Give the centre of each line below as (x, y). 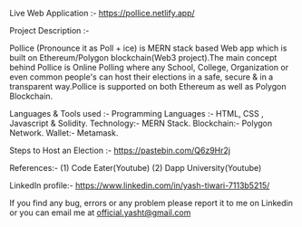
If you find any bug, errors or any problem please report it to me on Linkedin (151, 203)
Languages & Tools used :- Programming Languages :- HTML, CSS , (137, 113)
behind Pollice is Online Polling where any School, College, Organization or (149, 67)
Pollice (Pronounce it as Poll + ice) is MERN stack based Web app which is (148, 48)
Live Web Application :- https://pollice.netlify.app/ (102, 13)
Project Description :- (49, 30)
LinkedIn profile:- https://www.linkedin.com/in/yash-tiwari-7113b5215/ (140, 185)
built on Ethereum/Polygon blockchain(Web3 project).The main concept (143, 57)
